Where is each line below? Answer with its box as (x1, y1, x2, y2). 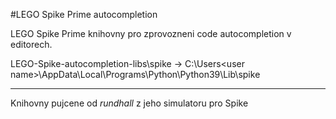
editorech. (10, 39, 53, 50)
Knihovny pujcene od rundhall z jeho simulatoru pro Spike (10, 97, 249, 109)
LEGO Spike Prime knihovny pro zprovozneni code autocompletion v (10, 28, 292, 39)
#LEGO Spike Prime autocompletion (10, 9, 158, 20)
